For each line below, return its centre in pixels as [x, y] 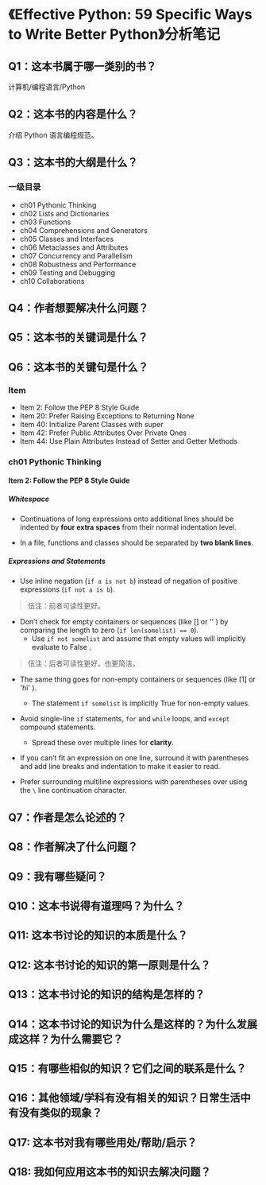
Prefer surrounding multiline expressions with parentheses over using [133, 782]
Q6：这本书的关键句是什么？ [78, 367]
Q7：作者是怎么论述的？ [67, 817]
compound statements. [58, 727]
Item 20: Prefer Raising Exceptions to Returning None [107, 416]
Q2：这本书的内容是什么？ [73, 114]
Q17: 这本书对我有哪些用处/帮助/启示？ [103, 1142]
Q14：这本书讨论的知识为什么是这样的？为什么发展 [133, 1024]
